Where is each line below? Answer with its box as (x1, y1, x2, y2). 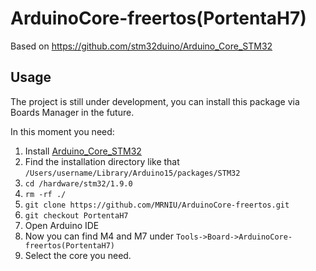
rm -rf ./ (24, 189, 67, 199)
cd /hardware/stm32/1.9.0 (24, 178, 133, 189)
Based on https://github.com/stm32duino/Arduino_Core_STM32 (10, 40, 273, 52)
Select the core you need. (24, 249, 132, 261)
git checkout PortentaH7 (24, 210, 129, 221)
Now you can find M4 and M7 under (24, 230, 174, 242)
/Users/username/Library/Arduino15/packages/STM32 (24, 168, 241, 178)
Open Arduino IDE (24, 219, 100, 231)
